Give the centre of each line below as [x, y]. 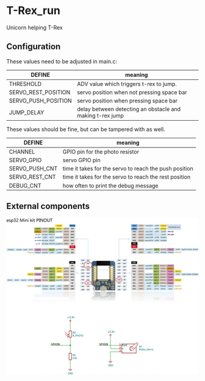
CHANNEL [22, 151]
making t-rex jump [100, 116]
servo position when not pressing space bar [132, 92]
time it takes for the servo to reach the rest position [127, 177]
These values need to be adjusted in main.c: [62, 61]
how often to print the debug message [110, 185]
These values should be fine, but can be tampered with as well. [86, 129]
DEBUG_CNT [25, 185]
